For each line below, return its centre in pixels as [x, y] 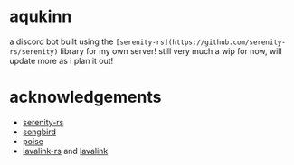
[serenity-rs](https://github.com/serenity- [201, 42]
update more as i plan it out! [62, 60]
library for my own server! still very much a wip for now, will [171, 50]
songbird [39, 132]
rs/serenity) [34, 51]
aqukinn [41, 17]
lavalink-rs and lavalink [65, 151]
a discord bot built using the [62, 41]
